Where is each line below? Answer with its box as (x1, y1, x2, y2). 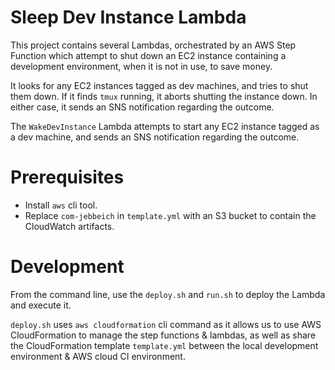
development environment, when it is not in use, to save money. (10, 60, 273, 72)
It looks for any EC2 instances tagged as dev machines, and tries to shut (10, 79, 309, 91)
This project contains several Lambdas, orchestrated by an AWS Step (10, 39, 297, 51)
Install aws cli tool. (24, 199, 98, 211)
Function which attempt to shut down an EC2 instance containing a (10, 49, 287, 61)
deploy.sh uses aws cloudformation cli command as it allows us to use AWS (10, 318, 322, 330)
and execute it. (10, 299, 72, 311)
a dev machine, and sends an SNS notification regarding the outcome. (10, 131, 300, 143)
